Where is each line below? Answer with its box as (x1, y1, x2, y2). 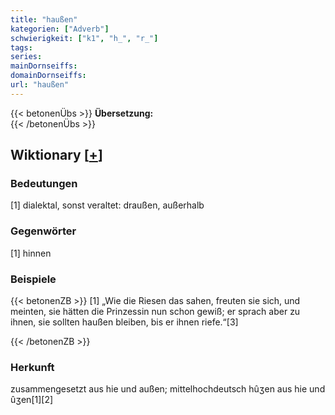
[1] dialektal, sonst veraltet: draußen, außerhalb (10, 199, 205, 211)
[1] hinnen (10, 247, 52, 259)
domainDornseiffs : (10, 71, 87, 81)
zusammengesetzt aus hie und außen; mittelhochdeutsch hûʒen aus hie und (10, 383, 326, 395)
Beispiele (10, 272, 57, 286)
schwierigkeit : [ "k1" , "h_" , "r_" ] (10, 33, 159, 43)
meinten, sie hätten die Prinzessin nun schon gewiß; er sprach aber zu (10, 306, 301, 318)
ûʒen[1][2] (10, 394, 54, 406)
